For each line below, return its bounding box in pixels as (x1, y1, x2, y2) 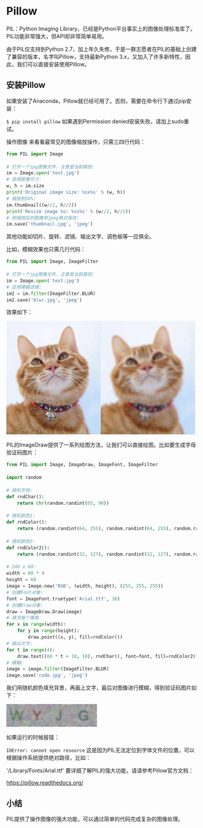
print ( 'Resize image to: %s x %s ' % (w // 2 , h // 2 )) (6, 208, 131, 214)
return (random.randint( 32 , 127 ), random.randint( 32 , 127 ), (17, 551, 172, 557)
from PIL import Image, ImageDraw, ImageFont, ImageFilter (6, 462, 158, 468)
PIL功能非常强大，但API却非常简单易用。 (6, 32, 108, 40)
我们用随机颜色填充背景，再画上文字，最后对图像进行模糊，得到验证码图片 (6, 684, 192, 691)
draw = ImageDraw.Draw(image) (6, 608, 83, 615)
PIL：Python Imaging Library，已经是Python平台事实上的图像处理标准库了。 (6, 25, 196, 32)
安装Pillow (6, 80, 46, 90)
